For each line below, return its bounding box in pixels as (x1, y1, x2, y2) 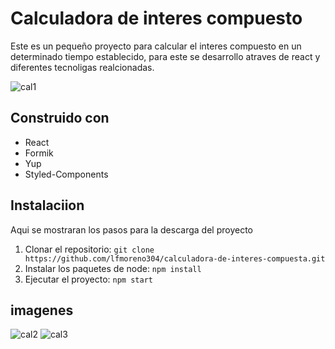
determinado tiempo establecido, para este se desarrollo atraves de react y (10, 50, 321, 62)
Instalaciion (10, 197, 85, 214)
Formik (24, 147, 54, 159)
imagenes (10, 302, 74, 319)
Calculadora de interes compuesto (10, 7, 303, 30)
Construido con (10, 110, 110, 127)
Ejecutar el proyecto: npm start (24, 273, 153, 285)
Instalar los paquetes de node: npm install (24, 262, 202, 274)
